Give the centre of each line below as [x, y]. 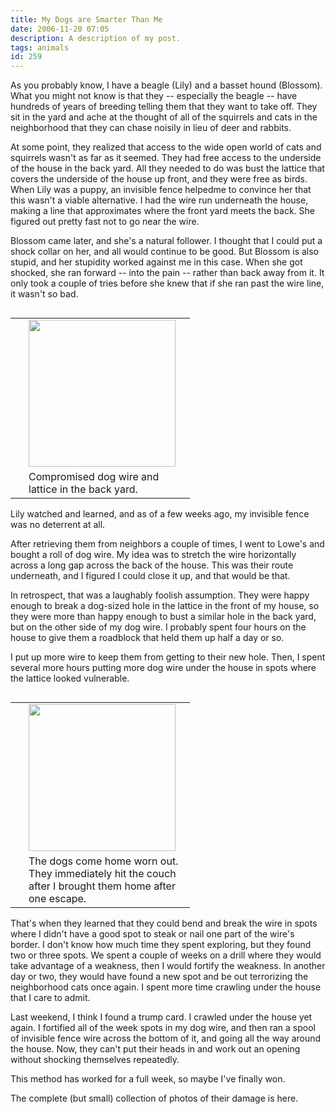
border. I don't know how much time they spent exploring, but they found [161, 945]
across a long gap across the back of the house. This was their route [152, 565]
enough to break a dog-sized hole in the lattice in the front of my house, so [165, 606]
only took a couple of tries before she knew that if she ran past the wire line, [167, 283]
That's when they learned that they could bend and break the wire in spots [164, 923]
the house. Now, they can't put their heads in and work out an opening [155, 1049]
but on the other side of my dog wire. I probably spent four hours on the [158, 627]
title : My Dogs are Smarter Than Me [86, 19]
